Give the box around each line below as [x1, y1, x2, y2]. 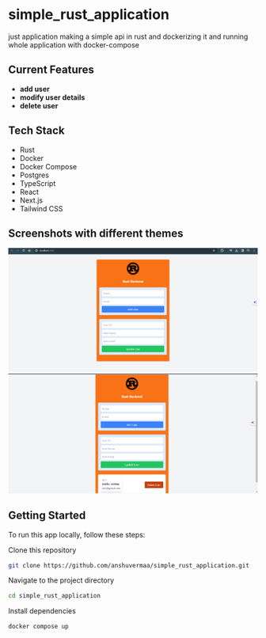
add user [19, 84, 50, 93]
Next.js [19, 196, 44, 205]
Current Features [8, 63, 95, 77]
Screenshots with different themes [8, 226, 184, 240]
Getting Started [8, 509, 86, 522]
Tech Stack [8, 124, 65, 138]
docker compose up [8, 623, 69, 631]
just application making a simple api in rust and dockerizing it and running [8, 32, 249, 41]
